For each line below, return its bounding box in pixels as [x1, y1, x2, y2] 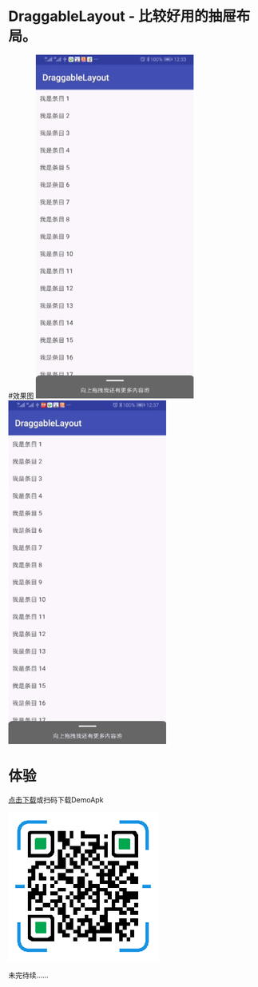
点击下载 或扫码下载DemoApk [8, 794, 104, 804]
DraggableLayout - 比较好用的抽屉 [8, 7, 237, 26]
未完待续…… [8, 970, 50, 980]
